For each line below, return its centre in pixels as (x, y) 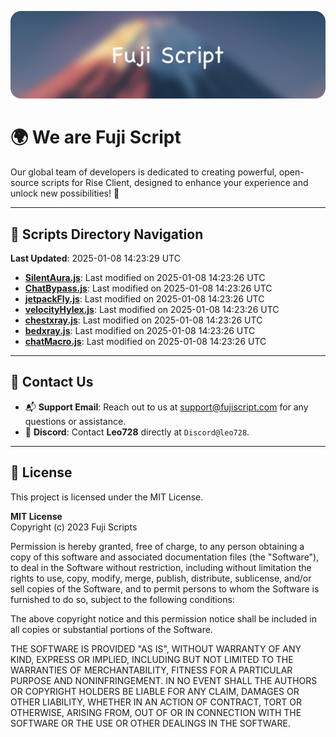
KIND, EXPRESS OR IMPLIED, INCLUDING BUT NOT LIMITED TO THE (152, 659)
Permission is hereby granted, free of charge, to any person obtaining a (157, 546)
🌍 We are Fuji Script (96, 137)
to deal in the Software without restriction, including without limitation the (161, 567)
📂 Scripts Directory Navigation (107, 234)
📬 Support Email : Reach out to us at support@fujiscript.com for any (166, 407)
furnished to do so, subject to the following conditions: (122, 599)
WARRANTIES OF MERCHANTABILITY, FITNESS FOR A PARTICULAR (151, 670)
